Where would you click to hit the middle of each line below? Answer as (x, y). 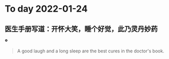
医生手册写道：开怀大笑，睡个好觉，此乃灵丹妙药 (81, 29)
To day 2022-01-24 (46, 9)
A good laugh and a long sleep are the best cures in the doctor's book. (91, 51)
